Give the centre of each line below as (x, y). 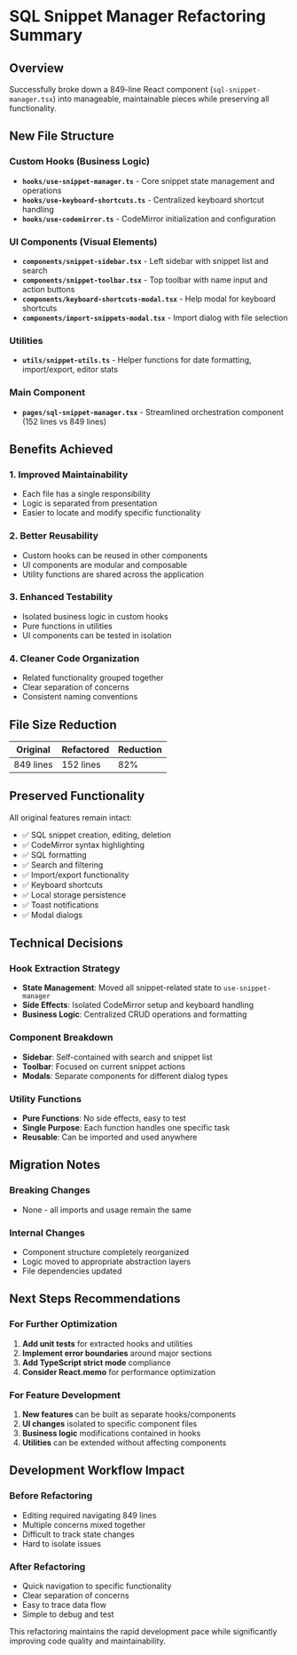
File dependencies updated (72, 1271)
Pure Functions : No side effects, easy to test (104, 1118)
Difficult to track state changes (78, 1534)
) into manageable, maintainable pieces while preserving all (161, 99)
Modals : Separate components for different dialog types (125, 1075)
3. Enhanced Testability (61, 597)
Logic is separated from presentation (90, 503)
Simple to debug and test (68, 1614)
